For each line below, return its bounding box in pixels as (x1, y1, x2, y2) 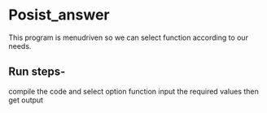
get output (8, 95, 43, 105)
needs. (8, 41, 32, 50)
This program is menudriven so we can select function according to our (8, 33, 248, 42)
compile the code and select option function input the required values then (8, 86, 259, 96)
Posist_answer (8, 6, 110, 24)
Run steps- (8, 65, 66, 79)
